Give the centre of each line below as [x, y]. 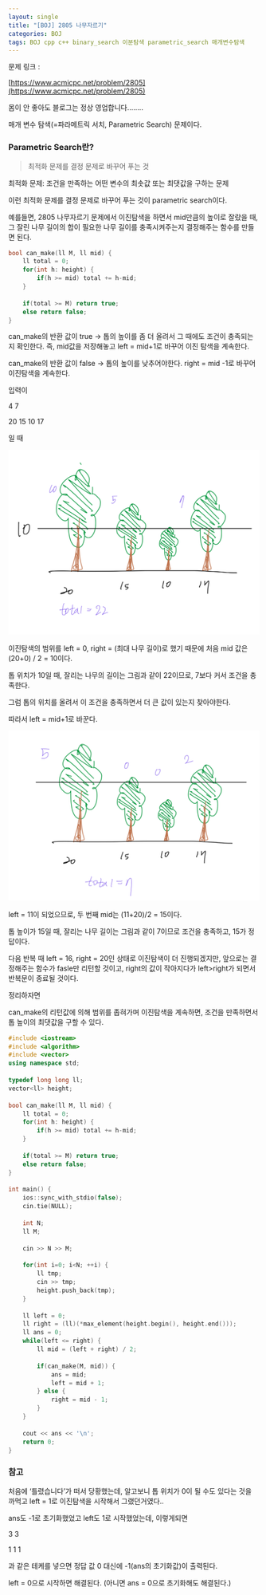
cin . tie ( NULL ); [48, 1207]
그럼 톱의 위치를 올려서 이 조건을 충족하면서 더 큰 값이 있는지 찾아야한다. [119, 703]
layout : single [33, 17]
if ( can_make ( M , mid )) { [76, 1366]
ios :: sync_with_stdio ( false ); [73, 1198]
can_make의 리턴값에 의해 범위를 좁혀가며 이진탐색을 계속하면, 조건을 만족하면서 [133, 1012]
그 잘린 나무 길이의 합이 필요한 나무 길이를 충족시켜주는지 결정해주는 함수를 [124, 226]
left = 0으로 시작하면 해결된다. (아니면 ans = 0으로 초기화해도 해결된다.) [120, 1582]
